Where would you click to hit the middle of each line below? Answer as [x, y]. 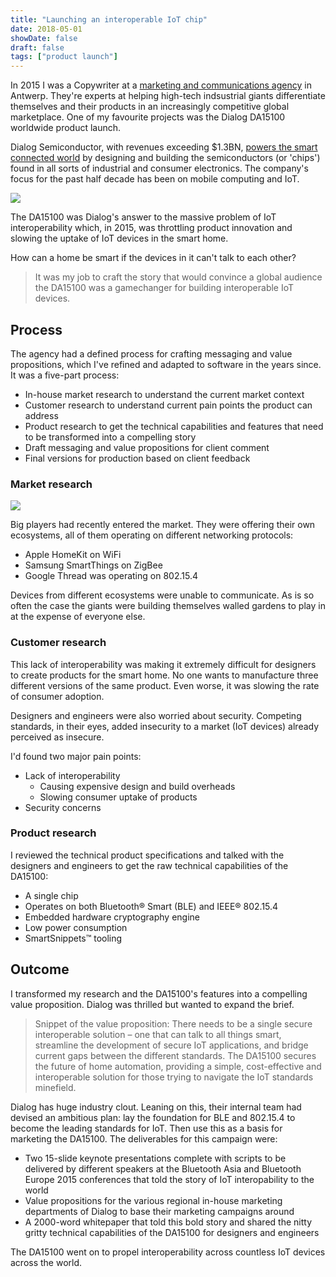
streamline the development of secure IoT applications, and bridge [171, 1045]
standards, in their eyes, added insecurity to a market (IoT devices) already [165, 726]
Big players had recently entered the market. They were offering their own [163, 525]
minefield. [55, 1087]
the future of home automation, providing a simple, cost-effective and [178, 1066]
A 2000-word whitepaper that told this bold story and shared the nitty [168, 1222]
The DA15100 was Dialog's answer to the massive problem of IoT [143, 217]
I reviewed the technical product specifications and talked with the [147, 855]
